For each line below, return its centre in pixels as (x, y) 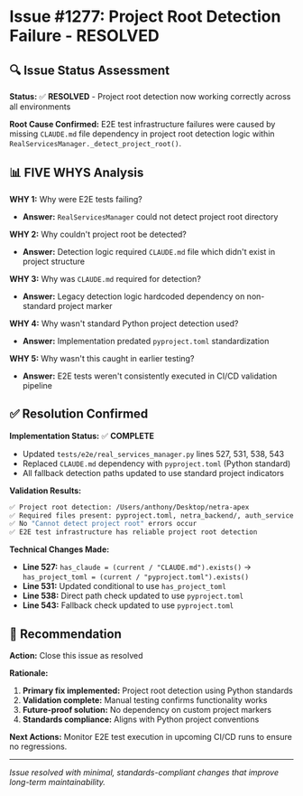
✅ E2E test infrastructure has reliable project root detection (133, 532)
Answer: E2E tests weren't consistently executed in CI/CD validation (150, 376)
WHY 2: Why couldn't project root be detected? (98, 234)
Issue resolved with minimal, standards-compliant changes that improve (144, 772)
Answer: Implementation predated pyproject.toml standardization (146, 341)
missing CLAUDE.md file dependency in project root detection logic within (142, 134)
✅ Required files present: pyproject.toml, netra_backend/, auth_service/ (154, 515)
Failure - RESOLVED (84, 36)
